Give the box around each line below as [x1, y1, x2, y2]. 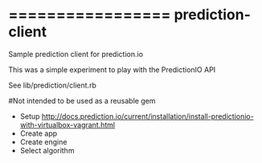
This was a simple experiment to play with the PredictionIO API [8, 64, 216, 74]
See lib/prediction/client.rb [8, 80, 96, 90]
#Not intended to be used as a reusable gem [8, 96, 156, 105]
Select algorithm [19, 145, 75, 155]
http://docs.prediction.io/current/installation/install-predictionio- [41, 111, 255, 121]
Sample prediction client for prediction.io [8, 49, 143, 59]
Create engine [19, 137, 68, 146]
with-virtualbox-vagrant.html [19, 120, 115, 129]
